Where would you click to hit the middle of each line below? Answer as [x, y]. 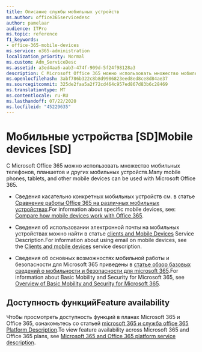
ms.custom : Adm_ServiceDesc [41, 62]
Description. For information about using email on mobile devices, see [101, 240]
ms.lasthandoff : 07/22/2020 [41, 101]
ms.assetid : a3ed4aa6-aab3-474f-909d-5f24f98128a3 [71, 68]
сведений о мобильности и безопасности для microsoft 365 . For [96, 271]
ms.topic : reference [32, 34]
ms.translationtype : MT [36, 90]
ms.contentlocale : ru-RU [37, 96]
